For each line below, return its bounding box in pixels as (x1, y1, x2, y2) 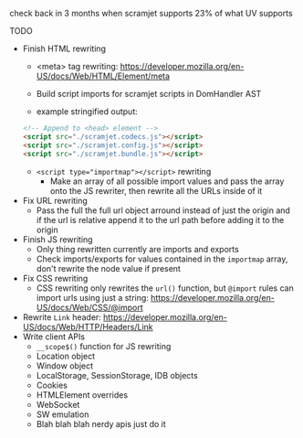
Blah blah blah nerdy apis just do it (36, 418, 166, 429)
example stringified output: (36, 106, 139, 117)
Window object (36, 360, 94, 371)
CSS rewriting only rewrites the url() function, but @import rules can (36, 283, 294, 294)
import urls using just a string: (36, 292, 149, 303)
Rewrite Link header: (22, 311, 102, 323)
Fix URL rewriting (22, 195, 89, 206)
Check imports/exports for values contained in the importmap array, (36, 253, 288, 264)
